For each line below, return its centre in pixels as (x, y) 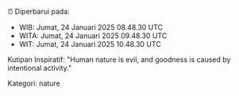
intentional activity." (40, 68)
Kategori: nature (34, 83)
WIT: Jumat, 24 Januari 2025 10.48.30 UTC (90, 44)
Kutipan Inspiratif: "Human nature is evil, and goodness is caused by (119, 60)
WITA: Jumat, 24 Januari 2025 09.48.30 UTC (93, 36)
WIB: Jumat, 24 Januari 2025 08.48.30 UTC (91, 27)
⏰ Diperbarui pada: (39, 12)
